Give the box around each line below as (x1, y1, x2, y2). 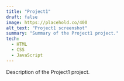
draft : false (6, 14, 38, 20)
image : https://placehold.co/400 (6, 19, 88, 25)
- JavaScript (11, 52, 43, 58)
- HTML (11, 42, 27, 48)
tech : (6, 36, 19, 42)
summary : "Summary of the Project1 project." (6, 31, 119, 36)
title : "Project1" (6, 8, 51, 15)
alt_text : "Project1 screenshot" (6, 25, 88, 31)
